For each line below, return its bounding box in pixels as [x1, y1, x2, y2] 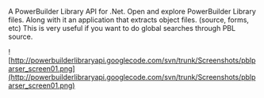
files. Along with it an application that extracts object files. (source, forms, [8, 15, 250, 24]
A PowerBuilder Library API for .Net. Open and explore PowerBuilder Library [8, 7, 256, 16]
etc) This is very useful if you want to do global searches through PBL [8, 24, 236, 32]
